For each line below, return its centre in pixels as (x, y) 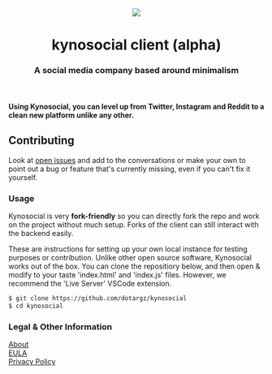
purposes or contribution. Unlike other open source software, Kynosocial (130, 258)
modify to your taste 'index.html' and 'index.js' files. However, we (118, 275)
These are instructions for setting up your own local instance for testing (128, 249)
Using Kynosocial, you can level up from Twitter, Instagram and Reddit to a (136, 107)
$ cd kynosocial (36, 306)
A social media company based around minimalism (136, 71)
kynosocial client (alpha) (136, 45)
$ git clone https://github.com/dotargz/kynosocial (97, 299)
